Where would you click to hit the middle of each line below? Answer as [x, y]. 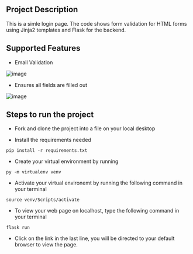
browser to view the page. [46, 245]
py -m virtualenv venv [34, 172]
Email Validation [34, 62]
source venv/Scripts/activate [43, 200]
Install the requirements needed [53, 140]
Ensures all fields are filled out [51, 85]
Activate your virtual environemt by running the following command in [99, 183]
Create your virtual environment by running [66, 161]
